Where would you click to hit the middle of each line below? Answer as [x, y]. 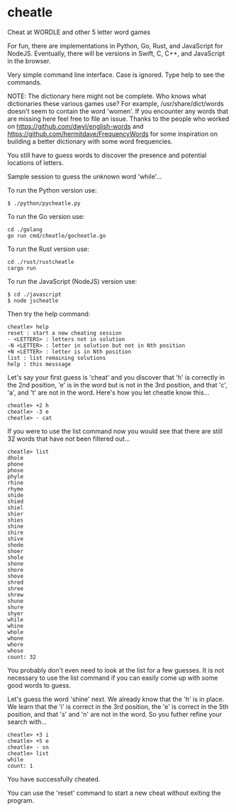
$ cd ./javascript [34, 294]
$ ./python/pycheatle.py [44, 203]
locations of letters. [35, 162]
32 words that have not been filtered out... [69, 439]
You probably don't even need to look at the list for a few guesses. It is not [116, 670]
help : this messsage [39, 364]
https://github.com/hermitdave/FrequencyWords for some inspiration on [113, 134]
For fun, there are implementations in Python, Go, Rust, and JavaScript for [115, 46]
